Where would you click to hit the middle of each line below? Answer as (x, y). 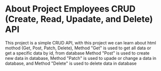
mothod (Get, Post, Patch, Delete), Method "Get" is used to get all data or (78, 48)
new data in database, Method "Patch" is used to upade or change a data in (81, 58)
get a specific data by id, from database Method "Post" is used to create (77, 53)
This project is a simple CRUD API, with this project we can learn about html (80, 43)
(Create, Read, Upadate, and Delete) (79, 19)
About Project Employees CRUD (70, 9)
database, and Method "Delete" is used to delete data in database (71, 63)
